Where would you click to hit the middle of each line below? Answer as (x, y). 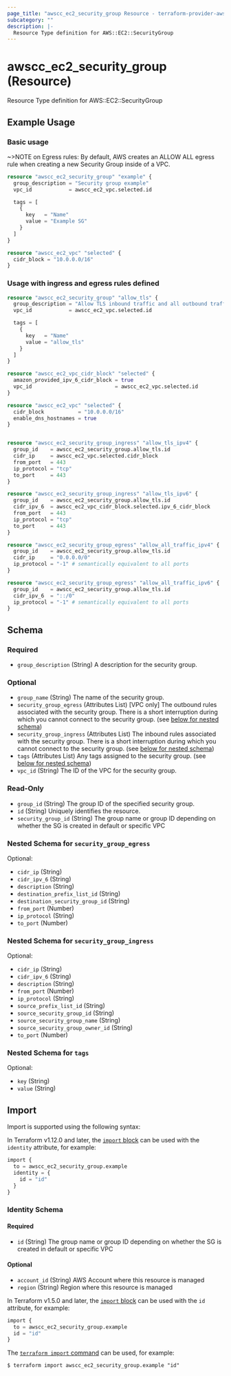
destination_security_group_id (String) (73, 901)
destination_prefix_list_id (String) (69, 894)
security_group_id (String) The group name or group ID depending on (116, 818)
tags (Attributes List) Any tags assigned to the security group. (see (111, 756)
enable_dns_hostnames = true (55, 418)
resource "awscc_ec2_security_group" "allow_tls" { (82, 298)
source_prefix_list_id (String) (61, 1006)
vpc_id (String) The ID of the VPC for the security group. (97, 771)
